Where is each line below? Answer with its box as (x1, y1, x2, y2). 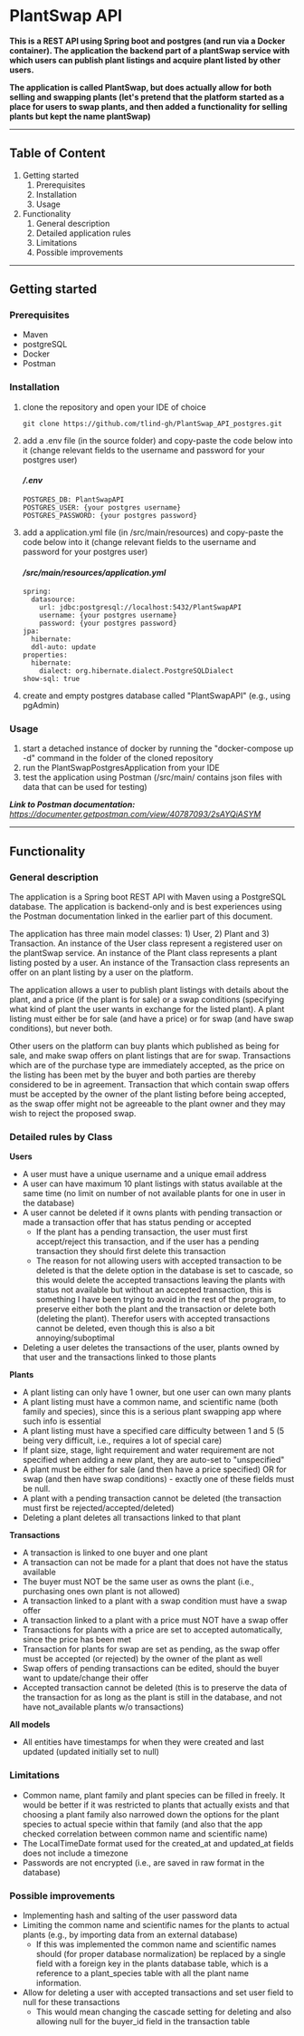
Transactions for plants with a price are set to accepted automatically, (22, 1624, 283, 1635)
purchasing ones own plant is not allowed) (22, 1586, 181, 1597)
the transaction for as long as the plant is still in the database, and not (22, 1692, 282, 1703)
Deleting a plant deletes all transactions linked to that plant (22, 1512, 242, 1524)
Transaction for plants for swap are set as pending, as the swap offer (22, 1643, 280, 1655)
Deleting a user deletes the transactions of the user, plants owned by (22, 1342, 280, 1353)
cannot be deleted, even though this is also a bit (35, 1323, 215, 1334)
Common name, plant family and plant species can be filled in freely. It (22, 1789, 285, 1800)
